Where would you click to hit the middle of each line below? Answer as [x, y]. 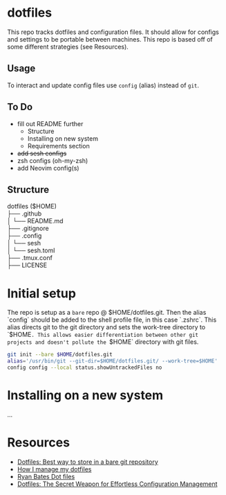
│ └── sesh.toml [31, 250]
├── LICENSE [27, 266]
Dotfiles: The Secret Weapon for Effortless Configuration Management [117, 484]
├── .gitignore [28, 228]
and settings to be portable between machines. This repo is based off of [110, 39]
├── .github [25, 214]
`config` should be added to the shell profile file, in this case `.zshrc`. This [112, 320]
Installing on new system [63, 138]
